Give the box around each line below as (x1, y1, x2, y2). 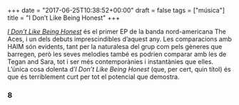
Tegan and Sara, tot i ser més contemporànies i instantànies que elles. (7, 57, 214, 66)
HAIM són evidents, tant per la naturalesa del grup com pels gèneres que (7, 43, 223, 50)
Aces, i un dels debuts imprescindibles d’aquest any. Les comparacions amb (7, 35, 232, 43)
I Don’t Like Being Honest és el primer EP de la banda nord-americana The (7, 28, 226, 35)
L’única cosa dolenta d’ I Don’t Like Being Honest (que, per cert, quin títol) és (7, 65, 232, 73)
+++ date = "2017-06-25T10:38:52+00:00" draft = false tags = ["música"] (7, 6, 225, 14)
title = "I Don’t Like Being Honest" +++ (7, 13, 121, 22)
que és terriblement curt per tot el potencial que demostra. (7, 72, 180, 81)
